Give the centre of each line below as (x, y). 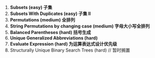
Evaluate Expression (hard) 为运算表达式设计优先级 (63, 44)
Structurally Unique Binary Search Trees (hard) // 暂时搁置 (70, 50)
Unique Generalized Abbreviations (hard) (54, 38)
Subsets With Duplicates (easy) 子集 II (50, 13)
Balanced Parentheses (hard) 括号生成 (50, 32)
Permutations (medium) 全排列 (42, 20)
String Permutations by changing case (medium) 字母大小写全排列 (80, 26)
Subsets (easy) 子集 (31, 7)
